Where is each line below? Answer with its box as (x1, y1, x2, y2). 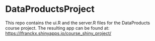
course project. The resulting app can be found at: (5, 25, 110, 31)
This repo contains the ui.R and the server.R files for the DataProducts (5, 20, 150, 26)
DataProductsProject (5, 3, 95, 15)
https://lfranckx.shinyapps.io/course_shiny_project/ (5, 30, 112, 36)
